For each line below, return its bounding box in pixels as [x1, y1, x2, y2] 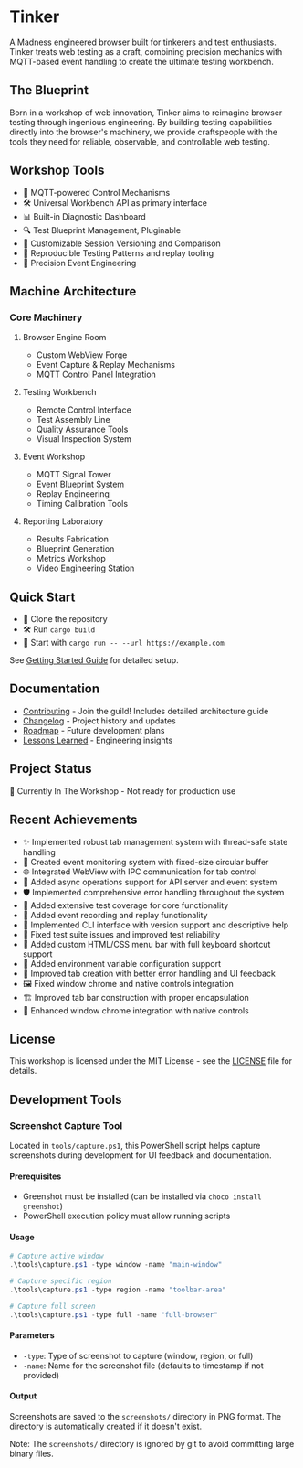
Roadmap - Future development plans [22, 724, 165, 735]
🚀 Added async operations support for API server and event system [22, 876, 277, 887]
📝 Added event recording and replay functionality [22, 909, 208, 920]
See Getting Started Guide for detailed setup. [9, 655, 180, 666]
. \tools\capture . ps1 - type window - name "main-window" [9, 1260, 223, 1270]
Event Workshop [22, 451, 86, 463]
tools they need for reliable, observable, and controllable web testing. [9, 135, 271, 147]
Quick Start [9, 589, 76, 605]
